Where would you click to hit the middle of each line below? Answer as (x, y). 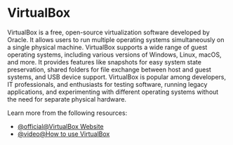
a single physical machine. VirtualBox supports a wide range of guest (107, 47)
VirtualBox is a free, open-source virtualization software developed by (109, 32)
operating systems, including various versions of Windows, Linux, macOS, (115, 55)
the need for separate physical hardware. (67, 99)
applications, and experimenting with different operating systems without (113, 92)
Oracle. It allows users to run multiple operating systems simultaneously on (116, 39)
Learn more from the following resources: (67, 113)
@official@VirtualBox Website (60, 126)
